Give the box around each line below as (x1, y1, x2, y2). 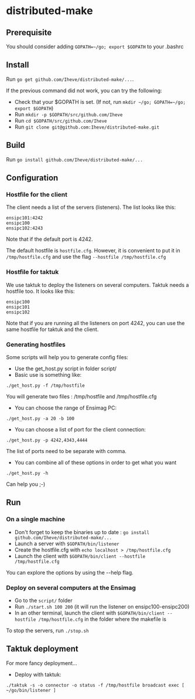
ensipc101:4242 (6, 215, 43, 221)
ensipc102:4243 (6, 225, 43, 231)
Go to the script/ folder (14, 597, 73, 604)
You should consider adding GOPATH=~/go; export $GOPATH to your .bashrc (6, 43, 184, 50)
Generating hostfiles (6, 340, 66, 349)
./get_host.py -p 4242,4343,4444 (6, 437, 88, 443)
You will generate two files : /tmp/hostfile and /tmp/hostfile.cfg (6, 393, 157, 400)
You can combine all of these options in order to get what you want (14, 459, 177, 466)
